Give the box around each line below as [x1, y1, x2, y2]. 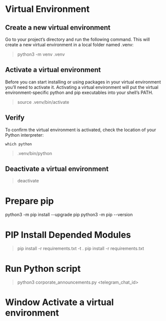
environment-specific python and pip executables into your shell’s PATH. [5, 89, 154, 95]
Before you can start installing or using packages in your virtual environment [5, 79, 161, 85]
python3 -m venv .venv [17, 51, 65, 57]
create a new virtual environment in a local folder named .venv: [5, 42, 134, 48]
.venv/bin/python [17, 150, 52, 156]
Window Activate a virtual [5, 297, 114, 308]
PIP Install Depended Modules [5, 229, 131, 241]
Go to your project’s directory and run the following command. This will [5, 36, 150, 42]
